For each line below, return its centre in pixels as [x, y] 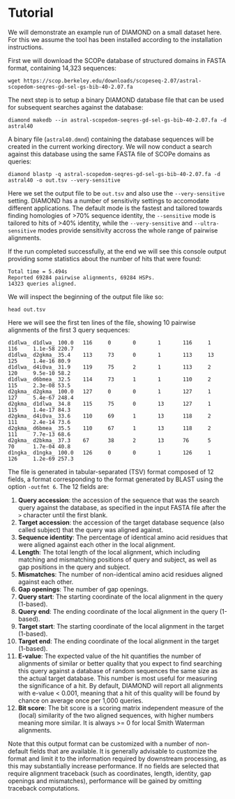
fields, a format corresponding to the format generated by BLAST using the [116, 479]
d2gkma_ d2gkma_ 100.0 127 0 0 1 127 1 [109, 391]
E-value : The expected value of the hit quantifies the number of [109, 656]
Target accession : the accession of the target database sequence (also [121, 522]
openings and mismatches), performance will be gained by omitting [105, 781]
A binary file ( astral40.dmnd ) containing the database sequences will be [111, 139]
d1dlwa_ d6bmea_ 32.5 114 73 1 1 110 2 [109, 379]
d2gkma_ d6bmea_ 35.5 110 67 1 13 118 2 [109, 428]
